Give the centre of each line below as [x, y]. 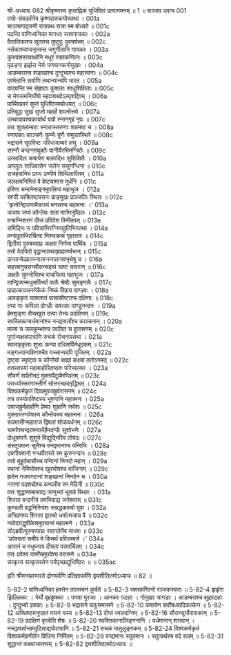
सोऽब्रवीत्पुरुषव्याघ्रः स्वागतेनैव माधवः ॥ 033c [55, 531]
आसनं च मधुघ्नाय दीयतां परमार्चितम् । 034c [56, 546]
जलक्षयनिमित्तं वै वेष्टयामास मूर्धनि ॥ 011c [52, 182]
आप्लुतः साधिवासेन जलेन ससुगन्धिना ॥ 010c [56, 166]
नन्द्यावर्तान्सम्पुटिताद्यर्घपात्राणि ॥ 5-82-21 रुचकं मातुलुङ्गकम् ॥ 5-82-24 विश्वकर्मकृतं [103, 628]
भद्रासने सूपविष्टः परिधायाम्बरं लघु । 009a [53, 143]
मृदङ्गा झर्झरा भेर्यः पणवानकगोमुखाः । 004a [55, 65]
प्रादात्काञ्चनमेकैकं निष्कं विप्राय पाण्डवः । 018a [58, 290]
